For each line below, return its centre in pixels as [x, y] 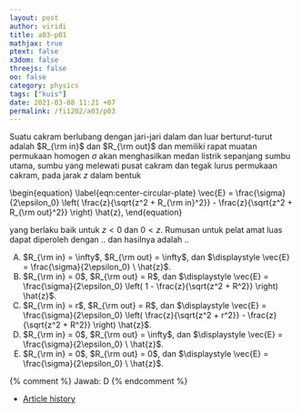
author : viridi [38, 26]
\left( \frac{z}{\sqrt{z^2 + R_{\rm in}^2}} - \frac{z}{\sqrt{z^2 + [177, 203]
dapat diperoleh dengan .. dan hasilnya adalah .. [99, 240]
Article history [49, 399]
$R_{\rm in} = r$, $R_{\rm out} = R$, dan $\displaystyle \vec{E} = [145, 306]
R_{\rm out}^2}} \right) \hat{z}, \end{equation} [96, 212]
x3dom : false [34, 60]
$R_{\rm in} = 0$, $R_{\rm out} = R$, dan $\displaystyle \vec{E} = [146, 277]
